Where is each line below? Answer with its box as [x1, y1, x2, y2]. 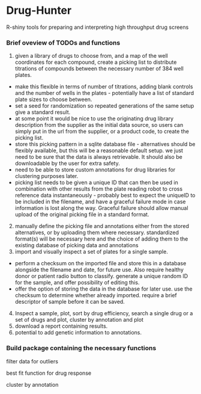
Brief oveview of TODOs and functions [6, 38, 121, 47]
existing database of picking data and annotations [14, 242, 139, 249]
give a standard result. [14, 109, 71, 116]
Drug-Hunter [6, 4, 72, 17]
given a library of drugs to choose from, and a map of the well [14, 52, 168, 60]
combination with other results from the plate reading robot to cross [14, 185, 183, 192]
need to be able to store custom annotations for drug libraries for [14, 166, 176, 173]
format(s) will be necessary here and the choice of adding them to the [14, 235, 188, 242]
